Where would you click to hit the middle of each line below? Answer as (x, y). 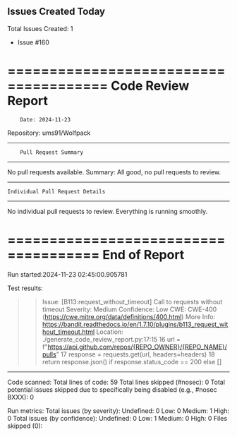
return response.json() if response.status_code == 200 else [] (132, 361)
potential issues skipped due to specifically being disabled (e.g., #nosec (112, 389)
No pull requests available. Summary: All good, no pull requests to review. (114, 172)
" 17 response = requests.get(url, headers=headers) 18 (135, 354)
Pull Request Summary (51, 152)
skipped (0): (25, 426)
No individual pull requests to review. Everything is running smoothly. (108, 211)
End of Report (143, 255)
